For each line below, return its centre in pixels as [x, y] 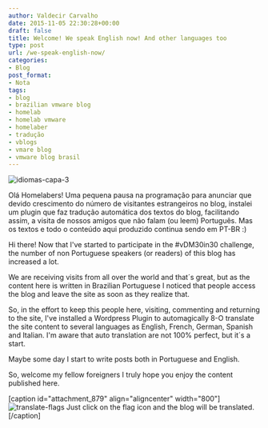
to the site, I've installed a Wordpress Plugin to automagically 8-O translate [131, 318]
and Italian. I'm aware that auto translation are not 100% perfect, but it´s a [129, 335]
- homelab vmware [37, 120]
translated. [236, 407]
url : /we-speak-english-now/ [57, 53]
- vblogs [23, 142]
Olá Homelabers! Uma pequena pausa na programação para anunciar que [130, 195]
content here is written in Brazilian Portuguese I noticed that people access [132, 286]
